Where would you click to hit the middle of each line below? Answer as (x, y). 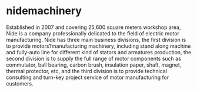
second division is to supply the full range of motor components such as (94, 58)
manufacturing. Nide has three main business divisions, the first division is (96, 40)
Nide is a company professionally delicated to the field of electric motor (93, 33)
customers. (20, 83)
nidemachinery (44, 11)
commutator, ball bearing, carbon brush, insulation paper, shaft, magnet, (94, 65)
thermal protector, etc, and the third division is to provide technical (87, 71)
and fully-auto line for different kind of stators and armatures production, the (99, 52)
